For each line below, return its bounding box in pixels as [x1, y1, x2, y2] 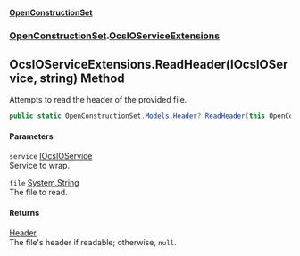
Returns [9, 208, 40, 218]
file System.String [9, 178, 79, 188]
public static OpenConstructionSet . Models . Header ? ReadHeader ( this [9, 111, 266, 120]
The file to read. [9, 187, 69, 198]
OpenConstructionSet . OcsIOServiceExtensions [9, 29, 221, 42]
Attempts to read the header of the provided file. [9, 95, 187, 105]
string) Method [39, 70, 125, 86]
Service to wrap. [9, 161, 70, 171]
